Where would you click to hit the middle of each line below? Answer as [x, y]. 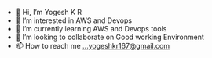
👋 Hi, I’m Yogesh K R [49, 12]
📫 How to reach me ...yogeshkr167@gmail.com [93, 46]
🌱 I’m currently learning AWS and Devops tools [91, 29]
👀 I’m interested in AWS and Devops [73, 20]
